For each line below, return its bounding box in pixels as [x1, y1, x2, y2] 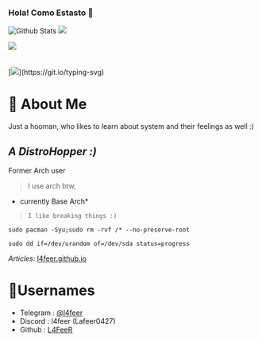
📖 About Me [8, 95, 87, 114]
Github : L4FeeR [19, 325, 73, 334]
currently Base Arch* [19, 196, 89, 206]
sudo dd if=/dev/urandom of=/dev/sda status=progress [8, 240, 191, 248]
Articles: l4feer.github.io [8, 254, 87, 263]
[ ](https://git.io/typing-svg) [8, 68, 105, 77]
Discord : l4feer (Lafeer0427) [19, 316, 117, 325]
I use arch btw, [27, 181, 77, 191]
